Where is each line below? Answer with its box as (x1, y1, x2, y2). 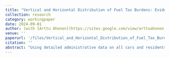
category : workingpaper (5, 17, 56, 22)
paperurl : (5, 36, 26, 41)
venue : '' (5, 31, 26, 36)
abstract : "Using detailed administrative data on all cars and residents (5, 45, 166, 50)
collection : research (5, 12, 51, 17)
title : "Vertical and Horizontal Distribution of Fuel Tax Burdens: (5, 7, 153, 13)
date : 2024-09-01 (5, 21, 42, 27)
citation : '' (5, 40, 33, 45)
